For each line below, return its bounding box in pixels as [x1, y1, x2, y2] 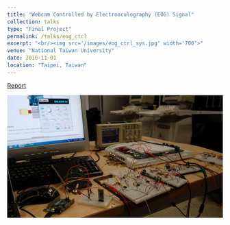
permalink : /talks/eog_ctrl [7, 33, 88, 40]
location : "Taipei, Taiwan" [7, 62, 88, 69]
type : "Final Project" [7, 25, 72, 32]
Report [7, 81, 27, 89]
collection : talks [7, 18, 60, 25]
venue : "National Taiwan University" [7, 47, 115, 54]
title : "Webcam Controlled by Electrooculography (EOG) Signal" [7, 11, 194, 18]
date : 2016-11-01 [7, 55, 57, 62]
